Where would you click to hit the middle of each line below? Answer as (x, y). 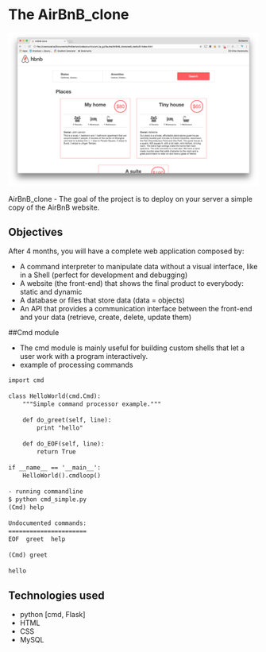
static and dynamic (51, 292)
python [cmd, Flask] (52, 615)
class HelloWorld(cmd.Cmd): (55, 396)
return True (57, 452)
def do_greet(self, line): (67, 420)
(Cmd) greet (28, 555)
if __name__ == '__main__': (55, 468)
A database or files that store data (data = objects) (102, 300)
